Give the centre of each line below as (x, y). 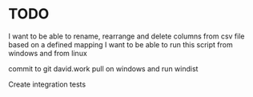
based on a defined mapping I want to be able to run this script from (121, 44)
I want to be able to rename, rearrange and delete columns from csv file (127, 36)
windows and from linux (48, 53)
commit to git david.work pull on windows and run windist (103, 68)
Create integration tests (47, 84)
